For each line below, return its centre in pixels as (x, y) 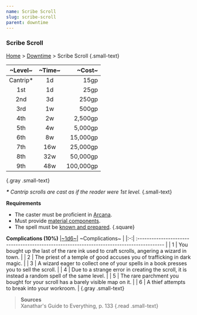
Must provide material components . (57, 221)
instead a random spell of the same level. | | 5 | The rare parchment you (92, 276)
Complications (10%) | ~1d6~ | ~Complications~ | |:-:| (70, 238)
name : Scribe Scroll (31, 11)
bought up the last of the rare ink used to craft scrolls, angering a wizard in (96, 250)
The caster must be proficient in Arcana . (63, 214)
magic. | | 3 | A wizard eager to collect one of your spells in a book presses (97, 263)
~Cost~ (88, 70)
